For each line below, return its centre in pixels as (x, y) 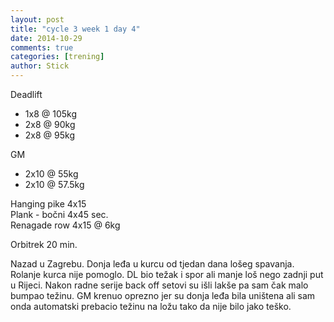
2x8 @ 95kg (49, 135)
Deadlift (26, 94)
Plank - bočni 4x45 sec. (59, 214)
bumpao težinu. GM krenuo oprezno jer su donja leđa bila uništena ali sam (163, 295)
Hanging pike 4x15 (48, 204)
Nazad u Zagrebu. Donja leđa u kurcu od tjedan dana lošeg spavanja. (152, 264)
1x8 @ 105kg (50, 114)
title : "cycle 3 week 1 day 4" (75, 29)
